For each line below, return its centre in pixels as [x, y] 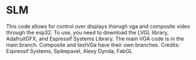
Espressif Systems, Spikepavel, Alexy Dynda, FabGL [69, 51]
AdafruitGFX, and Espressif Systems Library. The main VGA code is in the [95, 38]
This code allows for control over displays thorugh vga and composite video [98, 26]
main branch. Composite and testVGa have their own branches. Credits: [93, 45]
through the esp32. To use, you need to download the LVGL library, [87, 32]
